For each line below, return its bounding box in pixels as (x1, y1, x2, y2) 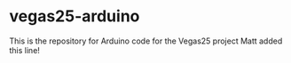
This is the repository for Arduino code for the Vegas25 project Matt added (9, 35, 283, 46)
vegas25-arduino (9, 6, 140, 27)
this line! (9, 44, 40, 55)
